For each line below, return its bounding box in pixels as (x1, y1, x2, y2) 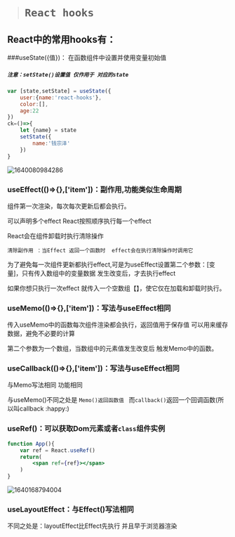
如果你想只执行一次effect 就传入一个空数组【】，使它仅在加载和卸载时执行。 (7, 284, 226, 292)
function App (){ (7, 440, 55, 447)
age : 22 (20, 107, 39, 115)
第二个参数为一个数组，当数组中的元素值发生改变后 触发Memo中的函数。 (7, 344, 218, 353)
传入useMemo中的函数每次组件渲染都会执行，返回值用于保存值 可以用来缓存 (7, 321, 229, 329)
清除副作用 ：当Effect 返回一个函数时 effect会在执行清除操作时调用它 (7, 247, 194, 254)
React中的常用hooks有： (7, 33, 116, 45)
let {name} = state (20, 127, 77, 134)
